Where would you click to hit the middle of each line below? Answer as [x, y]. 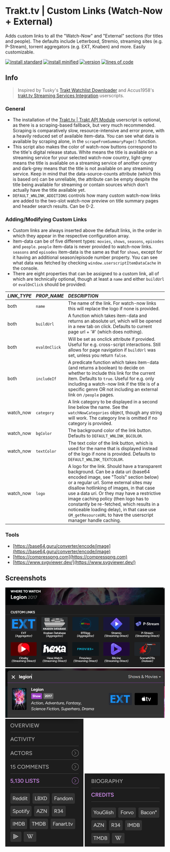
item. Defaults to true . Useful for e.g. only [111, 378]
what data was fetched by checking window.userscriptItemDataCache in [87, 263]
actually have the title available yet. [49, 190]
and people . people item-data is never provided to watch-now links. [82, 247]
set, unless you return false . [98, 355]
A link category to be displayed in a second [113, 402]
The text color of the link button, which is [111, 443]
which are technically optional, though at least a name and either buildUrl [88, 279]
